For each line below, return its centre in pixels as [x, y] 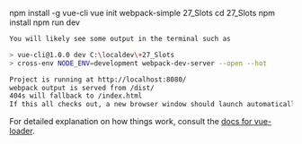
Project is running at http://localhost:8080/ [98, 80]
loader [21, 131]
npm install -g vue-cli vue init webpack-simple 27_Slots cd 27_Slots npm [142, 13]
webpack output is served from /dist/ [82, 88]
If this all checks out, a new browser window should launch [126, 105]
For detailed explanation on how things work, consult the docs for [131, 122]
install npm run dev [45, 22]
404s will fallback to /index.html [76, 96]
